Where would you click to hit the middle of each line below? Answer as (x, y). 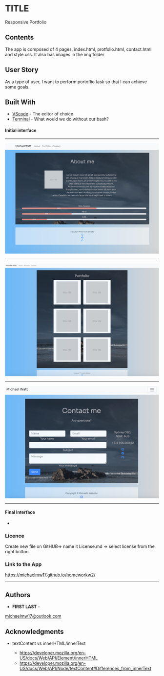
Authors (18, 595)
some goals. (17, 87)
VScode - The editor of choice (43, 114)
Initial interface (21, 130)
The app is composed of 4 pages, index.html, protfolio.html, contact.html (78, 49)
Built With (20, 102)
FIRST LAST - (26, 607)
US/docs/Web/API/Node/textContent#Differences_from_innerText (85, 668)
